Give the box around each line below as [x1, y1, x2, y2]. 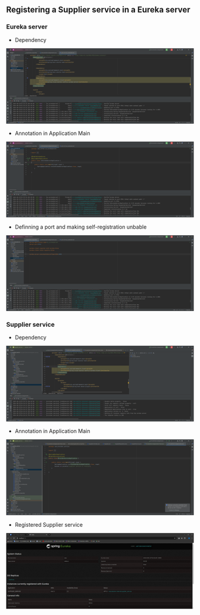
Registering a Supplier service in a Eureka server [6, 5, 190, 15]
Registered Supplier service [14, 521, 83, 528]
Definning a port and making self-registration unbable [14, 223, 147, 230]
